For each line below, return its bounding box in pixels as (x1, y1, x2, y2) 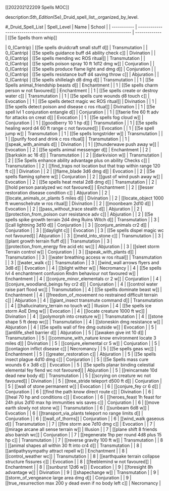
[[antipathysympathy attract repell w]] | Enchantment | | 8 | (5, 448, 128, 454)
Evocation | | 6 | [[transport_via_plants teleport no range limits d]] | (5, 410, 143, 416)
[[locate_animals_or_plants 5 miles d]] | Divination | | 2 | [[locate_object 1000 (5, 195, 164, 201)
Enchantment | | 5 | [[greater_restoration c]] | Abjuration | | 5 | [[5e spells (5, 351, 156, 357)
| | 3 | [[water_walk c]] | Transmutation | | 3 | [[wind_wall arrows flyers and (5, 260, 159, 265)
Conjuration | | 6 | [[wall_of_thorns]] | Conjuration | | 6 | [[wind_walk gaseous (5, 416, 164, 422)
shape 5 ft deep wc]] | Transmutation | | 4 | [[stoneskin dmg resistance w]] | (5, 319, 163, 324)
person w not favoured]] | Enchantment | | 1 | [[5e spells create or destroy (5, 88, 158, 93)
